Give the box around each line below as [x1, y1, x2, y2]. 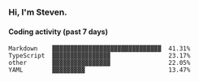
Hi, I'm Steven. [8, 6, 67, 18]
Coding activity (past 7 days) [8, 27, 108, 37]
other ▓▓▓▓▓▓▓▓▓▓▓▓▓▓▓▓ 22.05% [8, 59, 191, 67]
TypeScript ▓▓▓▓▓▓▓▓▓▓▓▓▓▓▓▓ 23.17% [8, 52, 191, 60]
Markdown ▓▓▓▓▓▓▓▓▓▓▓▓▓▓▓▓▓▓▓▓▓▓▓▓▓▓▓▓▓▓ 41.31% [8, 45, 191, 53]
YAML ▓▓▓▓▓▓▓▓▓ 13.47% [8, 66, 191, 75]
